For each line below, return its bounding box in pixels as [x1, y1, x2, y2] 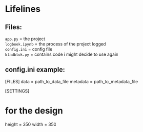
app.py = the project [5, 36, 45, 42]
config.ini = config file [5, 46, 53, 52]
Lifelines [5, 3, 41, 15]
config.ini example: [5, 66, 65, 74]
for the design [5, 105, 63, 116]
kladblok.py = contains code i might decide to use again [5, 51, 119, 57]
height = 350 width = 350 [5, 121, 57, 127]
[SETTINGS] [5, 88, 30, 94]
